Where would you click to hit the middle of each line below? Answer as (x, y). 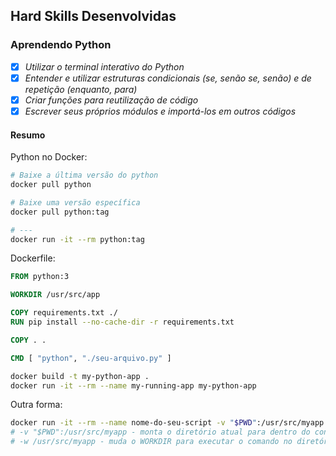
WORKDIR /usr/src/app (55, 295)
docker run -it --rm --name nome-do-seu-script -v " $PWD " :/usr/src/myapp (167, 423)
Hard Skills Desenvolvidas (93, 16)
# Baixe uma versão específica (75, 202)
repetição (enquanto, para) (81, 89)
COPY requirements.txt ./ (64, 313)
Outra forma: (36, 405)
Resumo (28, 135)
